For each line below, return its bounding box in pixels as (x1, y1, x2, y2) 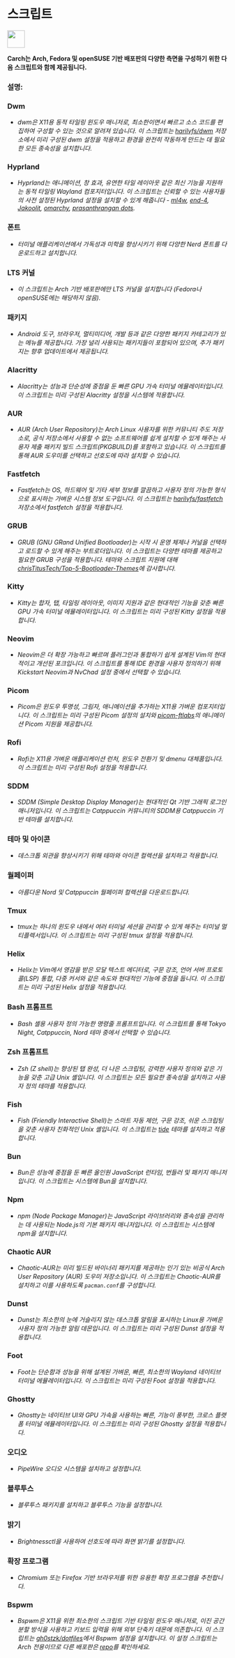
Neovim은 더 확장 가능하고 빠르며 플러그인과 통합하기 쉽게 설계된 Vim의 (17, 651, 213, 659)
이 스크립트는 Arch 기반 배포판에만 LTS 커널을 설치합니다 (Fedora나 (17, 285, 202, 294)
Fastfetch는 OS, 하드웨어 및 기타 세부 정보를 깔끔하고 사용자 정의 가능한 (17, 486, 213, 494)
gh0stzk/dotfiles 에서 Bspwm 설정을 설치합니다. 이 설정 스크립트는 (36, 1634, 218, 1643)
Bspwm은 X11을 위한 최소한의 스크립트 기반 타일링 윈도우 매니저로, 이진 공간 (17, 1617, 225, 1625)
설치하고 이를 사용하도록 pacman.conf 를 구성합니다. (17, 1281, 157, 1289)
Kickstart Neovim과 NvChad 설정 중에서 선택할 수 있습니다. (17, 668, 182, 676)
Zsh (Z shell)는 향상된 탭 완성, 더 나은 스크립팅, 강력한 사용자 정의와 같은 (17, 1064, 215, 1072)
